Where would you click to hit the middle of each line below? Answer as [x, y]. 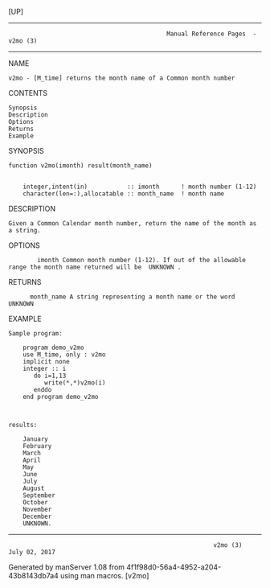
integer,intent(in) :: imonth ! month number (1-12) [140, 187]
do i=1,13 [50, 376]
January [35, 439]
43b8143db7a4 [33, 576]
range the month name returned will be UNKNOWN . [95, 267]
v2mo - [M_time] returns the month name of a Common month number [122, 78]
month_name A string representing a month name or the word [132, 297]
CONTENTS [28, 93]
